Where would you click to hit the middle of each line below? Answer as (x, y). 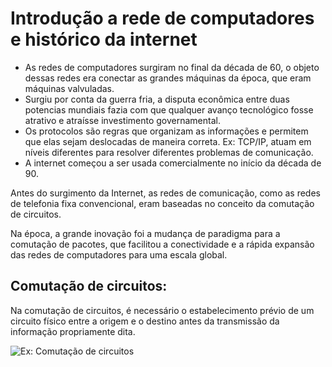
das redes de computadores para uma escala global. (119, 254)
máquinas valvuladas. (69, 88)
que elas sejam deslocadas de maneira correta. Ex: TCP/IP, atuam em (168, 141)
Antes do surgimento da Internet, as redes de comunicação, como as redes (165, 193)
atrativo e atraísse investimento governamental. (122, 120)
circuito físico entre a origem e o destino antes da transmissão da (145, 321)
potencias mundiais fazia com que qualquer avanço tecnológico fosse (169, 109)
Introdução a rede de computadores (162, 18)
